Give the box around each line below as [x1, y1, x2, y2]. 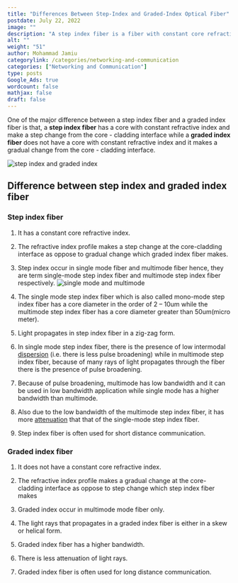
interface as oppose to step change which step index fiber [45, 484, 215, 492]
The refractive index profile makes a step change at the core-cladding [17, 242, 222, 250]
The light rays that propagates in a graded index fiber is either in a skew [17, 518, 228, 527]
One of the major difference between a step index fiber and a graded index [7, 116, 226, 124]
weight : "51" [7, 43, 46, 50]
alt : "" [7, 37, 30, 44]
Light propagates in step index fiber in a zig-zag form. [17, 328, 176, 337]
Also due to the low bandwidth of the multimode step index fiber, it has [17, 407, 225, 416]
